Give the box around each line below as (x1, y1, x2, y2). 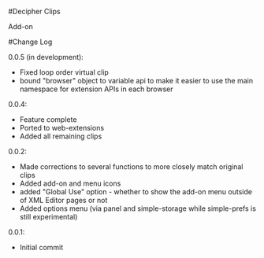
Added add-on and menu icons (19, 179, 121, 188)
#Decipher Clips (8, 7, 61, 16)
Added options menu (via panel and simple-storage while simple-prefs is (19, 204, 256, 213)
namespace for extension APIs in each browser (19, 84, 173, 94)
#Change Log (8, 37, 53, 46)
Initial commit (19, 243, 64, 252)
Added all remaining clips (19, 131, 102, 141)
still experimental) (19, 212, 78, 221)
